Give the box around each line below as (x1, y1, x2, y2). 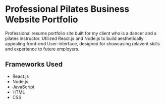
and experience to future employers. (5, 46, 80, 52)
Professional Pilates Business (5, 3, 130, 15)
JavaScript (12, 84, 35, 90)
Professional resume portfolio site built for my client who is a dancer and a (5, 30, 157, 36)
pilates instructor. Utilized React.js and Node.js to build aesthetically (5, 35, 144, 41)
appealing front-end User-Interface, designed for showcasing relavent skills (5, 40, 160, 46)
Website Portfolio (5, 14, 78, 25)
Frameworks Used (5, 60, 63, 69)
